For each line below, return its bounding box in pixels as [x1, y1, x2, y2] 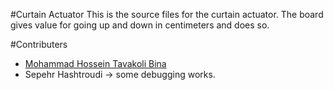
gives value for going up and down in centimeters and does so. [10, 19, 270, 31]
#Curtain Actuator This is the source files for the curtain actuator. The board [10, 9, 324, 20]
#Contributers [10, 39, 68, 50]
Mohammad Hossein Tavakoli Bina [24, 58, 167, 69]
